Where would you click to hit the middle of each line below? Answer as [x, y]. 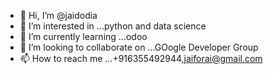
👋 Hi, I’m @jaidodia [58, 15]
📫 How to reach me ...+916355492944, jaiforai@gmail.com [141, 58]
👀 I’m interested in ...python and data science [113, 26]
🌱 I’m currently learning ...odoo [83, 36]
